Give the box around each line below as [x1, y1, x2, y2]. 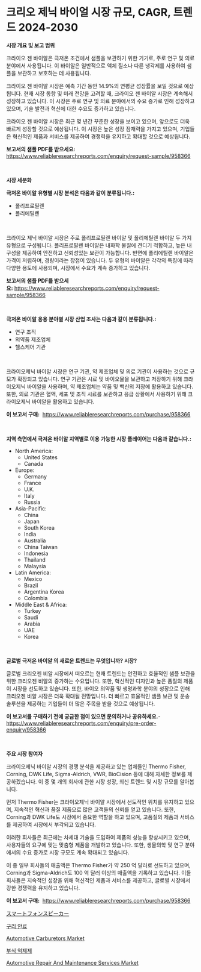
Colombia [23, 594, 48, 601]
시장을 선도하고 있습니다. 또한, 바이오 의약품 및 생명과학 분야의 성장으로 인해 [12, 685, 190, 692]
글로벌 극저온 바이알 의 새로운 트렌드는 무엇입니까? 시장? [6, 657, 137, 664]
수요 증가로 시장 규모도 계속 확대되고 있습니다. [22, 848, 130, 856]
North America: [14, 447, 53, 454]
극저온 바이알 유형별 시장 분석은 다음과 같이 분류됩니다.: [6, 189, 135, 196]
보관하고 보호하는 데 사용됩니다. [17, 69, 91, 77]
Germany [23, 472, 47, 480]
